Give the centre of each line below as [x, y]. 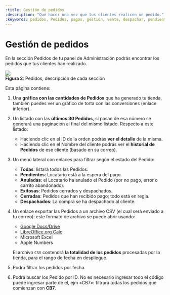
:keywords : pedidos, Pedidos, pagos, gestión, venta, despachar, [75, 19]
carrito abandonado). [42, 185]
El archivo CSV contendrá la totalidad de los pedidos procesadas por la [86, 253]
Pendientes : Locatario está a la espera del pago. [71, 175]
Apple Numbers [36, 242]
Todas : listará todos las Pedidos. [54, 169]
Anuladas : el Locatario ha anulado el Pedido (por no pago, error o [89, 180]
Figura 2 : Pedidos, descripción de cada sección [55, 78]
